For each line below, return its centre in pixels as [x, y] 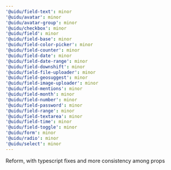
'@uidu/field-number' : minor [41, 100]
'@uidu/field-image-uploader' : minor [52, 84]
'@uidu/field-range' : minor [40, 111]
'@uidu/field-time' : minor [39, 122]
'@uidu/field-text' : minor [39, 12]
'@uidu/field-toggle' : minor [41, 127]
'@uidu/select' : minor [33, 144]
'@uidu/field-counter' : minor [43, 50]
